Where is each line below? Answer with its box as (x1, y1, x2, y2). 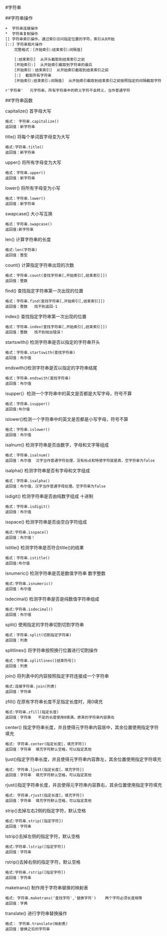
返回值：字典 (5, 901, 28, 906)
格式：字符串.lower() (5, 196, 46, 201)
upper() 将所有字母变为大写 (5, 159, 61, 165)
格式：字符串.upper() (5, 170, 46, 175)
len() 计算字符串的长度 (5, 237, 51, 242)
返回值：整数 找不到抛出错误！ (5, 330, 64, 335)
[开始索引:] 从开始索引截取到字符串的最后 (14, 62, 92, 67)
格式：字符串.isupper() (5, 401, 50, 406)
